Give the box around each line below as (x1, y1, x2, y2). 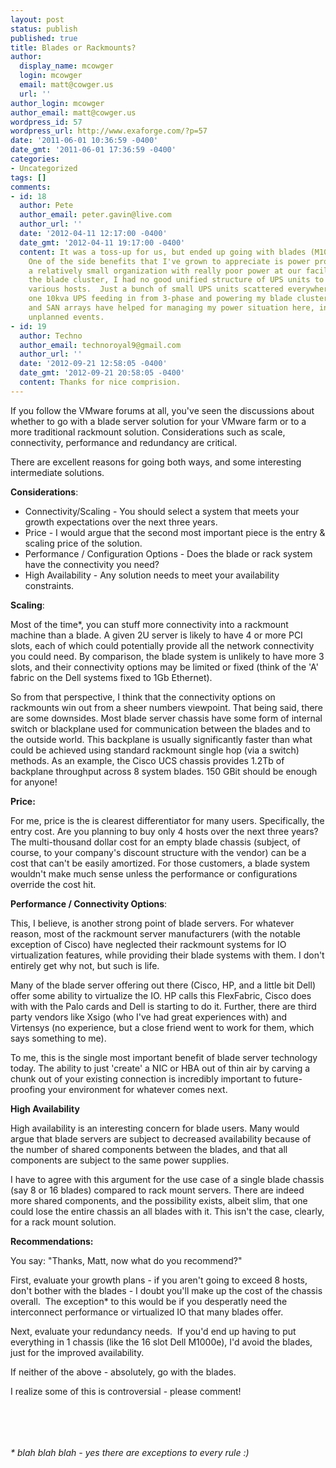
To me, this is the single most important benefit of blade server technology (10, 1051, 318, 1063)
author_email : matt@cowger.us (10, 107, 137, 118)
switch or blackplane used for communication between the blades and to (10, 722, 311, 735)
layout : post (10, 14, 65, 25)
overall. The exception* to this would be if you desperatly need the (10, 1295, 288, 1307)
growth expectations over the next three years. (24, 516, 218, 528)
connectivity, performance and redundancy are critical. (10, 436, 238, 448)
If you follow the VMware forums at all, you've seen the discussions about (10, 404, 315, 416)
